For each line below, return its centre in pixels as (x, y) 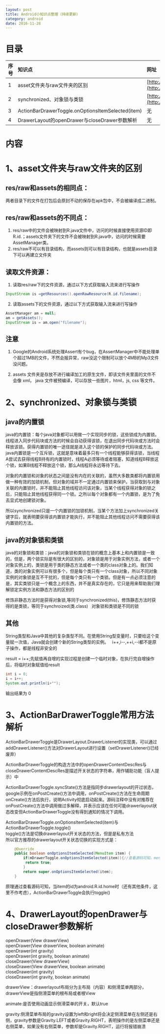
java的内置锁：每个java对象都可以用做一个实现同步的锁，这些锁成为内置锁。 (82, 435)
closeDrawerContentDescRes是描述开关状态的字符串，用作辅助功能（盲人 (80, 770)
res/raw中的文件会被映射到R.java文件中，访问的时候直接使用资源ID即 (82, 230)
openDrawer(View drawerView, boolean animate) (55, 946)
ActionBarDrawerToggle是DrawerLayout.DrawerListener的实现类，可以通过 (81, 742)
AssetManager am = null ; (31, 313)
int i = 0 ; (17, 674)
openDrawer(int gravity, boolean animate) (47, 956)
